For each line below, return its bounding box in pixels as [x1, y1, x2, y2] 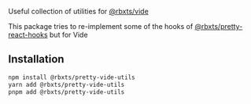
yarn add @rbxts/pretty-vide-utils [8, 81, 125, 88]
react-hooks [8, 30, 49, 39]
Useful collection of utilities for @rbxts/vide [8, 7, 149, 16]
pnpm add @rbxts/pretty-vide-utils [8, 88, 125, 96]
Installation [8, 52, 65, 66]
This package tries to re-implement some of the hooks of [8, 22, 194, 30]
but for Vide [50, 30, 88, 39]
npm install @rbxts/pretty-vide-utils [8, 74, 135, 81]
